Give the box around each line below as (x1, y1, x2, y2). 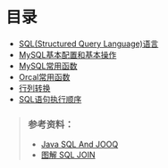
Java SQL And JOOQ (40, 139, 119, 150)
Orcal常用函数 (18, 71, 71, 82)
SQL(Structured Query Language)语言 (18, 38, 159, 49)
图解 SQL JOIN (40, 149, 97, 160)
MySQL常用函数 (18, 60, 78, 71)
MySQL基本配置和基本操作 (18, 49, 117, 60)
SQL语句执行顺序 (18, 93, 82, 104)
